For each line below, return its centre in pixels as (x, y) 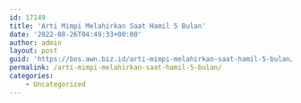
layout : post (34, 51)
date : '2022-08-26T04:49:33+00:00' (76, 34)
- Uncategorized (56, 84)
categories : (31, 76)
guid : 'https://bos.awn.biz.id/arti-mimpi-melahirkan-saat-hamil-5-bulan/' (154, 59)
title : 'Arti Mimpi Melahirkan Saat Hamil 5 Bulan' (107, 26)
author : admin (36, 43)
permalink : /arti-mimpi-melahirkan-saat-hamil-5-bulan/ (116, 68)
